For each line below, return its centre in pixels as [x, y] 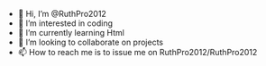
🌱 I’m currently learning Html [71, 33]
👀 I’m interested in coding [65, 23]
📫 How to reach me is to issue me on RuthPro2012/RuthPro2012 [138, 52]
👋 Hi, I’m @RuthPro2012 [62, 14]
